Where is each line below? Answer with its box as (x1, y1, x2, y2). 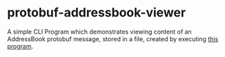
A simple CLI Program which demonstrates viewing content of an (7, 27, 192, 36)
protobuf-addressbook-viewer (7, 5, 186, 21)
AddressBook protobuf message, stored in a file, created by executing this (7, 34, 219, 43)
